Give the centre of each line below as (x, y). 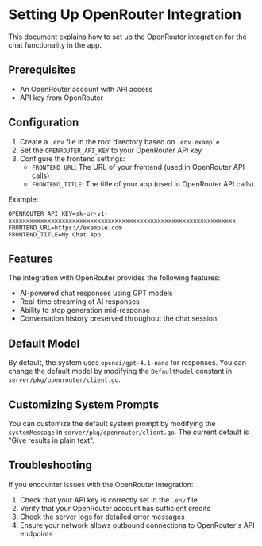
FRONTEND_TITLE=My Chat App (55, 235)
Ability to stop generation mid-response (85, 310)
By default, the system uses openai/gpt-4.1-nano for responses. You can (127, 363)
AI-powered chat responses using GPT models (96, 293)
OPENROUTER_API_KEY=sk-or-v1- (58, 213)
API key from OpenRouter (62, 98)
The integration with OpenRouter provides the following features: (114, 278)
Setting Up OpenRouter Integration (125, 15)
